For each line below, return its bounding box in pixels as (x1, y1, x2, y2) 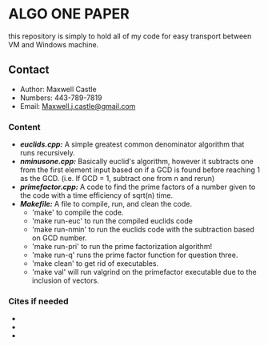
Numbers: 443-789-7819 (19, 93, 102, 103)
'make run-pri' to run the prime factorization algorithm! (31, 242, 213, 251)
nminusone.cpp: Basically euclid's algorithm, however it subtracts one (19, 157, 254, 167)
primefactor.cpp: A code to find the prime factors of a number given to (19, 182, 256, 192)
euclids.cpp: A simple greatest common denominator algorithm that (19, 139, 245, 149)
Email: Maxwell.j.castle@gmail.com (19, 101, 136, 111)
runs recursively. (19, 148, 75, 158)
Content (8, 121, 42, 132)
